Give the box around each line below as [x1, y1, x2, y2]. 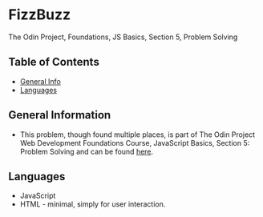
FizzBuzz [8, 6, 71, 24]
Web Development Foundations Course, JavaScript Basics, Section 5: [19, 138, 250, 147]
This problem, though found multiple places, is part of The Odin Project [19, 130, 255, 139]
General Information [8, 108, 111, 122]
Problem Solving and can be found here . [19, 147, 154, 156]
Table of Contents [8, 55, 100, 69]
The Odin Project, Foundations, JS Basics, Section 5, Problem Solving [8, 32, 238, 42]
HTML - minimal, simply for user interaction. [19, 199, 166, 209]
